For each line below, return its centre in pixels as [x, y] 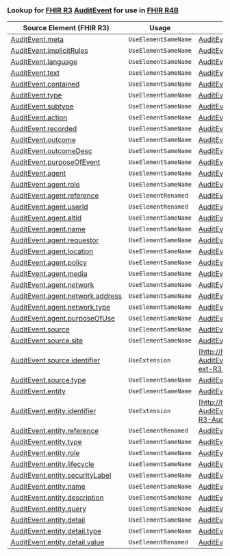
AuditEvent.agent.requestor [55, 240]
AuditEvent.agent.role [45, 185]
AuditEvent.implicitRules [50, 51]
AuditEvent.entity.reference [55, 431]
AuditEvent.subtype [42, 106]
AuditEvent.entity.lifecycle [52, 464]
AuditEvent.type [36, 95]
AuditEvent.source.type [48, 380]
